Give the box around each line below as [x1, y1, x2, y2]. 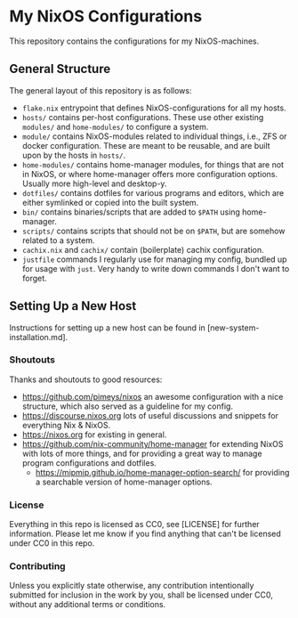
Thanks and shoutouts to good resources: [9, 374, 163, 385]
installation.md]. [9, 331, 68, 342]
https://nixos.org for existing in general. [21, 429, 167, 440]
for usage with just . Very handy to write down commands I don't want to [21, 263, 290, 273]
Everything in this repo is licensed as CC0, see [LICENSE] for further [9, 519, 260, 530]
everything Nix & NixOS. [21, 419, 111, 430]
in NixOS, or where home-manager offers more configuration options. [21, 168, 278, 179]
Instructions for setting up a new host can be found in [9, 322, 206, 333]
